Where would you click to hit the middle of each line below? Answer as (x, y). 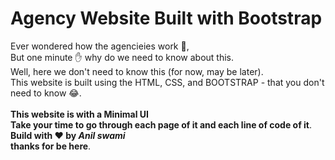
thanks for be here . (51, 146)
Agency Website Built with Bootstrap (166, 18)
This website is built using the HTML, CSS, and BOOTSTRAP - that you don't (167, 82)
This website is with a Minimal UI (79, 114)
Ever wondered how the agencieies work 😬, (100, 46)
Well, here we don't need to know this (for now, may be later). (137, 71)
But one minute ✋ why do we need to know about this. (122, 57)
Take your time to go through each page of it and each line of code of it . (161, 124)
